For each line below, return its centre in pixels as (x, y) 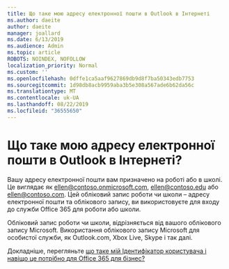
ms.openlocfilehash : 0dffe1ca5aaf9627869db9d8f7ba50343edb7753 (101, 78)
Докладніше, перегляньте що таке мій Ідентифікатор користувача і (107, 251)
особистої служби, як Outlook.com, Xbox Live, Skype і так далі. (100, 237)
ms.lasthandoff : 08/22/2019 (48, 105)
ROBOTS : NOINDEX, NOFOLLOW (46, 59)
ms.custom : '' (28, 72)
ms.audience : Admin (35, 46)
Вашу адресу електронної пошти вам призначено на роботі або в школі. (115, 179)
